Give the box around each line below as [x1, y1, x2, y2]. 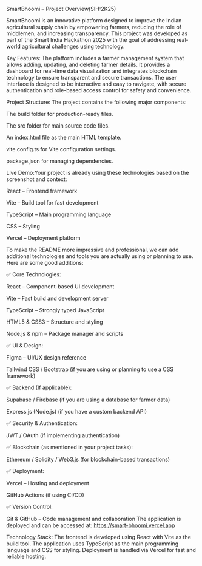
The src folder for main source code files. [6, 122, 110, 129]
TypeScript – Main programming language [6, 211, 112, 218]
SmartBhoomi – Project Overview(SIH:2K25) [6, 5, 116, 12]
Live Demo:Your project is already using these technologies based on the [6, 169, 189, 176]
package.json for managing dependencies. [6, 157, 113, 165]
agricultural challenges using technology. [21, 43, 125, 50]
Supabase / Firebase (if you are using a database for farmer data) [6, 396, 170, 403]
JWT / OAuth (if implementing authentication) [6, 432, 120, 439]
